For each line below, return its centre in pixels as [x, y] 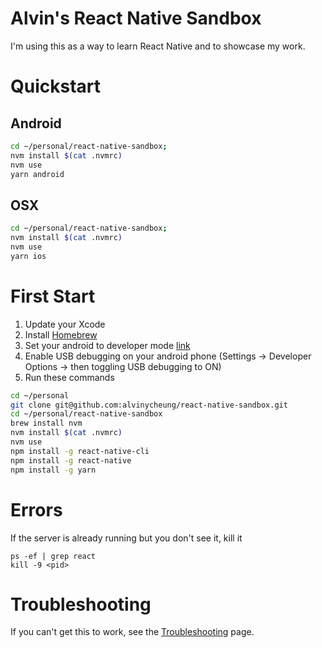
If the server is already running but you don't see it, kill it [126, 538]
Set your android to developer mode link [107, 345]
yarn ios [28, 256]
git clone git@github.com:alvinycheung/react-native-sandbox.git [149, 405]
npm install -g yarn [53, 470]
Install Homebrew [61, 334]
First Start [53, 296]
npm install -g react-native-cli [80, 451]
